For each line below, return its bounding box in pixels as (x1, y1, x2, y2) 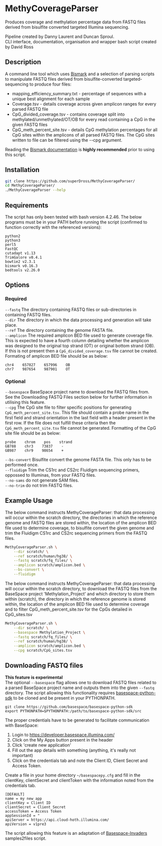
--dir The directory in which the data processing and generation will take (5, 317, 151, 323)
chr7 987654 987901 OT (5, 366, 70, 372)
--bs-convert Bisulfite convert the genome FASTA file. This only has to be (5, 456, 151, 462)
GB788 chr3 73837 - (5, 444, 64, 449)
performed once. (5, 462, 39, 467)
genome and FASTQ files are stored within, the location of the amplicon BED (5, 519, 157, 525)
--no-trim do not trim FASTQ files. (5, 482, 74, 488)
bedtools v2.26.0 (5, 268, 40, 273)
